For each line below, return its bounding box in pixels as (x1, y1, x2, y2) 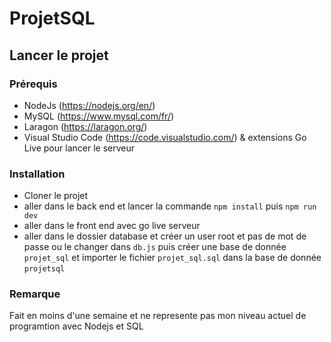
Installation (9, 167, 66, 181)
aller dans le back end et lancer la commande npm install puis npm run (23, 200, 317, 212)
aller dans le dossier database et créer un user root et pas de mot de (23, 230, 307, 242)
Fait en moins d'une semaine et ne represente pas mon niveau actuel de (9, 310, 307, 322)
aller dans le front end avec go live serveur (23, 220, 201, 232)
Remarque (9, 287, 61, 301)
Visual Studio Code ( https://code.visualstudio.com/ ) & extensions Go (23, 131, 307, 143)
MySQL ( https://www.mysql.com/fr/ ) (23, 110, 175, 122)
